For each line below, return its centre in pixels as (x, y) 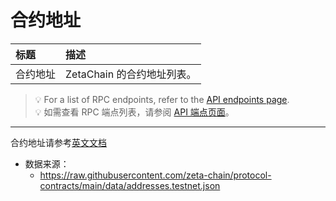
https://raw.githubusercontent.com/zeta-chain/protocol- (155, 175)
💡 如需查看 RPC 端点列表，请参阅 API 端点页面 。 (134, 112)
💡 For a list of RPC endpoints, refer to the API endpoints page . (162, 99)
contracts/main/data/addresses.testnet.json (130, 185)
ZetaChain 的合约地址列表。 (131, 74)
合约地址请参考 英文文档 (58, 142)
